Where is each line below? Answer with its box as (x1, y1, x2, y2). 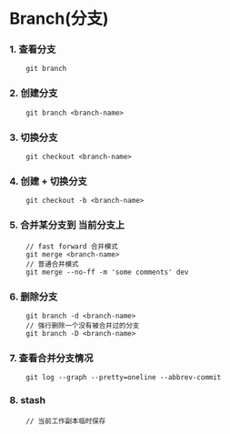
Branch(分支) (9, 8, 109, 29)
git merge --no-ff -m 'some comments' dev (25, 267, 189, 277)
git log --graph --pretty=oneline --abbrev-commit (25, 373, 222, 382)
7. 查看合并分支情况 (9, 351, 94, 364)
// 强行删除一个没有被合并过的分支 (25, 320, 140, 330)
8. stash (9, 394, 46, 407)
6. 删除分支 (9, 290, 58, 303)
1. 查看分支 (9, 43, 56, 56)
